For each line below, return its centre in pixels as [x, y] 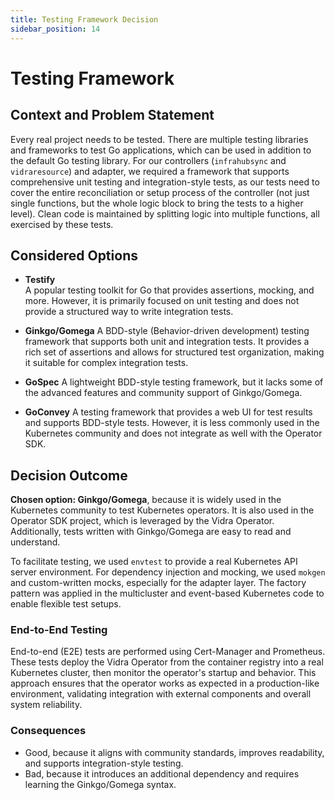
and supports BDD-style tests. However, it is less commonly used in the [172, 423]
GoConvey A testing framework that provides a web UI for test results [168, 412]
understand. [35, 542]
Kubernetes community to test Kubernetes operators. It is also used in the [162, 510]
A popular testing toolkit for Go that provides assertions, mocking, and [169, 290]
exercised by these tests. [62, 224]
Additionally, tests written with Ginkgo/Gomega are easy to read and [151, 532]
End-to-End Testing [59, 630]
